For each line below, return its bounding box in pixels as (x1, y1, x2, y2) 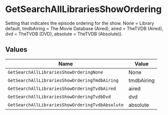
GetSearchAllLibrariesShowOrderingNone (8, 69, 103, 75)
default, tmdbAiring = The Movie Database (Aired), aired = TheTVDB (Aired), (5, 25, 163, 31)
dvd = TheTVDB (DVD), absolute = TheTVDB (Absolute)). (5, 31, 123, 37)
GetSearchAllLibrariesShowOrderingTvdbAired (8, 85, 116, 91)
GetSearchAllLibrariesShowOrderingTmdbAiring (8, 77, 119, 83)
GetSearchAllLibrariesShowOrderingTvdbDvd (8, 94, 111, 99)
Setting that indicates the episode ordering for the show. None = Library (5, 20, 154, 26)
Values (5, 45, 28, 54)
